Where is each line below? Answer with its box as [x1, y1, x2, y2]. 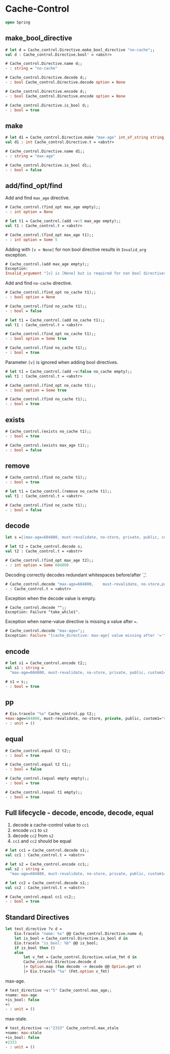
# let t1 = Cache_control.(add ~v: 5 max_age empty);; [5, 219, 121, 224]
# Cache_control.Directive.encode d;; [5, 89, 87, 94]
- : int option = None [5, 209, 53, 214]
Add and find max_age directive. [5, 195, 70, 201]
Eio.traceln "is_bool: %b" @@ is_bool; [14, 940, 99, 946]
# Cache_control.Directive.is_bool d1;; [5, 163, 92, 168]
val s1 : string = [5, 665, 44, 670]
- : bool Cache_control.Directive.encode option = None [5, 93, 125, 99]
